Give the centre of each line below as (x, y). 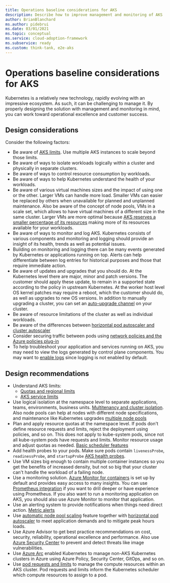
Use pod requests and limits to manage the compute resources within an (89, 564)
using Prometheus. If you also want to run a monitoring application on (86, 494)
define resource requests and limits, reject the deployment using (80, 429)
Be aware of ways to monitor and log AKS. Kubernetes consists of (82, 233)
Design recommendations (47, 374)
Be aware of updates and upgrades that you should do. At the (77, 271)
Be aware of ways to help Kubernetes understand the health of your (84, 179)
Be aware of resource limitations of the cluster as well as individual (82, 314)
